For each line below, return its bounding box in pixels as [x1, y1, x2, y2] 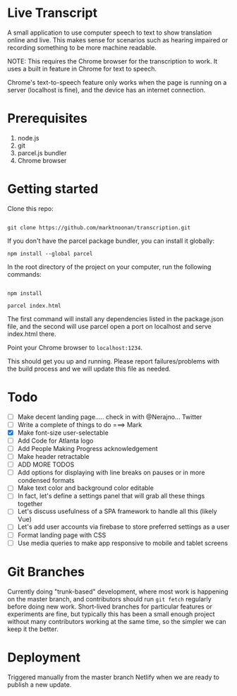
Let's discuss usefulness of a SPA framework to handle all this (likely [17, 507, 217, 516]
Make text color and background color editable [17, 484, 154, 492]
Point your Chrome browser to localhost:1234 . [7, 343, 143, 352]
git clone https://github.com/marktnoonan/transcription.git [7, 224, 191, 231]
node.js [17, 133, 40, 142]
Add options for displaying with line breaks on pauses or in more [17, 468, 205, 477]
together [17, 500, 43, 508]
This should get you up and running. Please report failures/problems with [7, 356, 220, 365]
